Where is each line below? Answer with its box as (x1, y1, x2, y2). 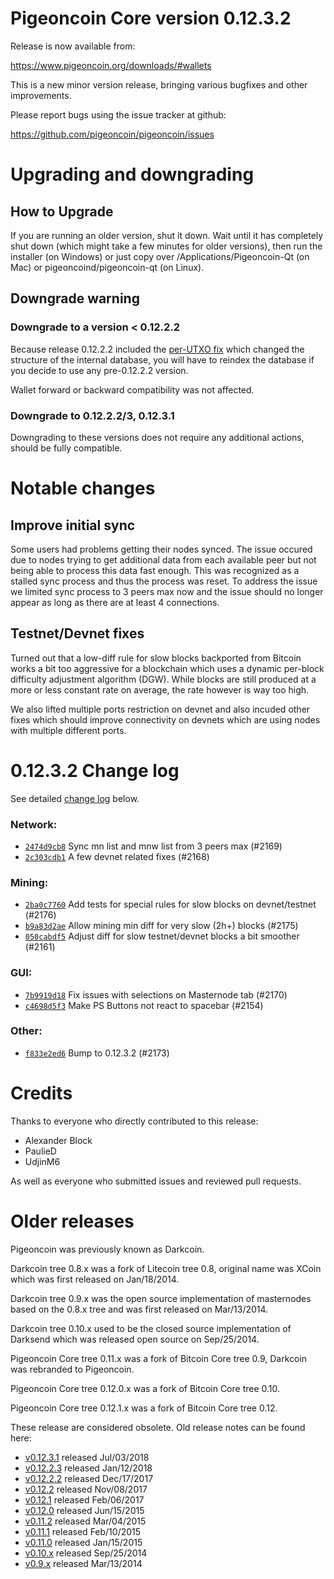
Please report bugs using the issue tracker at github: (10, 108, 227, 121)
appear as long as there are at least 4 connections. (10, 596, 220, 608)
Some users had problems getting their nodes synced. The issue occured (10, 543, 313, 555)
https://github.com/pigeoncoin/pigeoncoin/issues (10, 128, 215, 140)
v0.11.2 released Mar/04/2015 (24, 1515, 147, 1527)
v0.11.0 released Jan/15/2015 (24, 1536, 143, 1548)
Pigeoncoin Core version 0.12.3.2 (10, 7, 292, 30)
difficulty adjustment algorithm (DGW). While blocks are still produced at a (10, 673, 317, 685)
